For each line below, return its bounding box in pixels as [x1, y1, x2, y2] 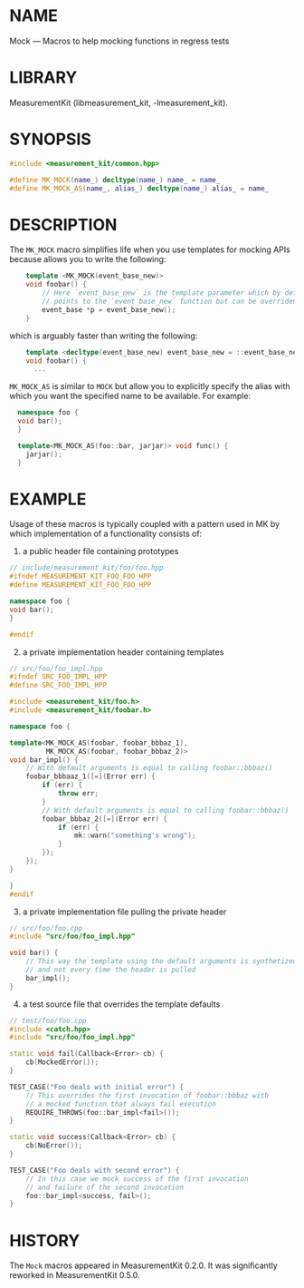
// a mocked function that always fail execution [25, 1099, 217, 1108]
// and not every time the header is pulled [25, 965, 196, 975]
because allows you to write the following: [9, 254, 166, 265]
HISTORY [9, 1230, 81, 1251]
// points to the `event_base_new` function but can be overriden [42, 297, 298, 306]
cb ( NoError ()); [25, 1141, 83, 1150]
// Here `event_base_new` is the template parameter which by [42, 288, 281, 298]
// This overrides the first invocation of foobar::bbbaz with [25, 1090, 270, 1100]
